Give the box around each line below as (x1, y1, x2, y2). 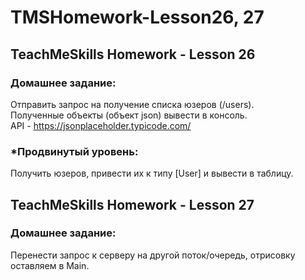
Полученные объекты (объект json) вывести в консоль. (10, 109, 248, 121)
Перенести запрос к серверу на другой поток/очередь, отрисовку (10, 249, 296, 261)
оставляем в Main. (10, 259, 90, 271)
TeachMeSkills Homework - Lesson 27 (10, 196, 255, 213)
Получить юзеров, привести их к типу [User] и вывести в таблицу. (10, 167, 294, 180)
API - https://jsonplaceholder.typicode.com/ (10, 119, 192, 131)
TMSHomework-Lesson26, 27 (10, 6, 265, 29)
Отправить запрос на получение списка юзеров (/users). (10, 98, 255, 110)
